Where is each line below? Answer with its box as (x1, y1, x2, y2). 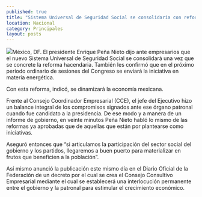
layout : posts (6, 31, 42, 37)
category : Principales (6, 25, 63, 32)
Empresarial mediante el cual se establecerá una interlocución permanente (6, 178, 192, 185)
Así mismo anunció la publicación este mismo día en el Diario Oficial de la (6, 165, 188, 172)
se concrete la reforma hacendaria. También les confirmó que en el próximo (6, 61, 194, 68)
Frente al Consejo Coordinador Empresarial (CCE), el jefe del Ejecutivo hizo (6, 97, 192, 105)
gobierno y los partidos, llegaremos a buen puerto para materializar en (6, 147, 182, 154)
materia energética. (6, 74, 55, 81)
